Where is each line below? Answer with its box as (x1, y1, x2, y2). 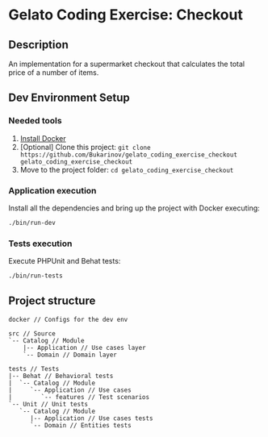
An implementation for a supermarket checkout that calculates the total (8, 59, 245, 69)
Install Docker (19, 133, 66, 143)
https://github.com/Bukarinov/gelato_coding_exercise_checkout (19, 151, 238, 159)
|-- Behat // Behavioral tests (8, 372, 114, 380)
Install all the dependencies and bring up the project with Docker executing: (8, 203, 260, 213)
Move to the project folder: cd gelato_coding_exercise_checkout (19, 164, 234, 174)
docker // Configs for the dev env (8, 315, 128, 323)
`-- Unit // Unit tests (8, 400, 89, 408)
